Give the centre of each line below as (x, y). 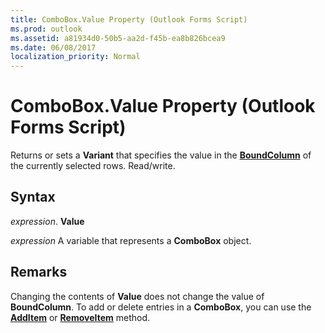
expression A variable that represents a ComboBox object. (131, 240)
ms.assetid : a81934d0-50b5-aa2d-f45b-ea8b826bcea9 (118, 38)
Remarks (39, 272)
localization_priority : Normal (75, 57)
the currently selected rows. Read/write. (93, 166)
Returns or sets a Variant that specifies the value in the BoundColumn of (161, 155)
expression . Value (47, 221)
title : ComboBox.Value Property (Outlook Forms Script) (129, 19)
